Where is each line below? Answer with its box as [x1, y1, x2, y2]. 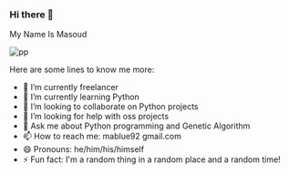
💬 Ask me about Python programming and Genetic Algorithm [22, 120, 251, 131]
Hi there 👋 [9, 8, 55, 21]
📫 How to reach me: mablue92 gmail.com [22, 131, 182, 142]
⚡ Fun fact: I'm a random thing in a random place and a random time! [22, 154, 281, 165]
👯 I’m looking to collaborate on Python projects [22, 101, 199, 112]
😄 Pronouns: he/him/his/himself [22, 144, 144, 155]
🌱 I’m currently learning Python [22, 91, 139, 103]
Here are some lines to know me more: [9, 64, 155, 76]
